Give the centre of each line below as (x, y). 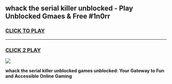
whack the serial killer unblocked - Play (69, 8)
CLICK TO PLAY (25, 31)
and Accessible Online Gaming (39, 76)
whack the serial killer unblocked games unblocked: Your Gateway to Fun (85, 70)
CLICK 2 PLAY (23, 50)
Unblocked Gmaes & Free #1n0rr (58, 17)
